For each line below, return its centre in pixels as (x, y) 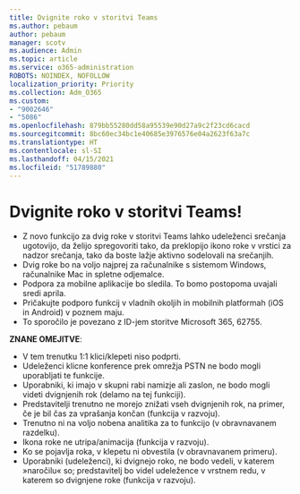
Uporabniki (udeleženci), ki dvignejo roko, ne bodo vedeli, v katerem (148, 461)
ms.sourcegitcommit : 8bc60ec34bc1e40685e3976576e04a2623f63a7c (130, 134)
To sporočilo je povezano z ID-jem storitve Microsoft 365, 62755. (142, 322)
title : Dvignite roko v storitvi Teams (84, 17)
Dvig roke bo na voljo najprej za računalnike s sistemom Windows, (144, 265)
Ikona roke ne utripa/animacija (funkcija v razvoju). (116, 442)
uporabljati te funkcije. (63, 376)
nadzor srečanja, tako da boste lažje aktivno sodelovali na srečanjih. (148, 255)
